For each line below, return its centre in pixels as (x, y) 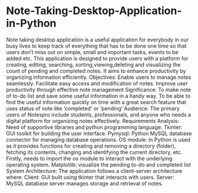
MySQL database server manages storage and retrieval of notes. (85, 183)
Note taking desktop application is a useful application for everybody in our (98, 39)
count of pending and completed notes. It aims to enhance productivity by (96, 71)
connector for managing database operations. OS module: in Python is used (98, 139)
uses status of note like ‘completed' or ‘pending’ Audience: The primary (93, 108)
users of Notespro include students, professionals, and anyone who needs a (99, 114)
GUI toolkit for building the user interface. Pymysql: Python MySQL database (99, 133)
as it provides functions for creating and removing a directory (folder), (91, 146)
